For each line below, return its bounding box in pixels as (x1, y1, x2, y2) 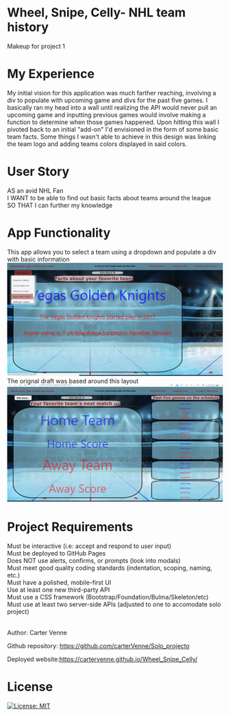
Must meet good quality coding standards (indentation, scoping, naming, (7, 564, 212, 572)
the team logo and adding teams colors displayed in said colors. (7, 139, 188, 148)
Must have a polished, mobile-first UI (7, 578, 112, 586)
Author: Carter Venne (7, 629, 67, 637)
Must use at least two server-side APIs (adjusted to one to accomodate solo (7, 600, 221, 608)
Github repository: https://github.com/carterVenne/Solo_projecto (7, 642, 190, 650)
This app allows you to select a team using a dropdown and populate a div (7, 248, 217, 256)
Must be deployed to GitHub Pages (7, 549, 106, 557)
